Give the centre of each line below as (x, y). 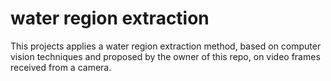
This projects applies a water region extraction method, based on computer (166, 46)
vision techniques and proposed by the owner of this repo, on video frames (165, 56)
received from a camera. (61, 67)
